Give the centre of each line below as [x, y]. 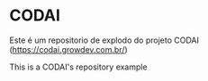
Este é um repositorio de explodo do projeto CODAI [104, 40]
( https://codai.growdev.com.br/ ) [68, 49]
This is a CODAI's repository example [78, 67]
